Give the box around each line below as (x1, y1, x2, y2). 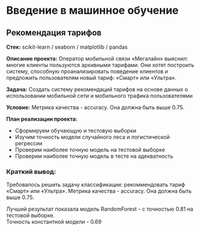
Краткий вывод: (6, 167, 56, 176)
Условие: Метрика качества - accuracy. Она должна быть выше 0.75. (6, 104, 184, 111)
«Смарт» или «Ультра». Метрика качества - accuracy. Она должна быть (6, 187, 192, 195)
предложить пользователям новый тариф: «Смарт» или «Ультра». (6, 74, 177, 81)
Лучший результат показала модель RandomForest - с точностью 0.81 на (6, 205, 193, 213)
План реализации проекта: (6, 115, 78, 122)
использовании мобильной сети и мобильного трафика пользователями (6, 92, 193, 99)
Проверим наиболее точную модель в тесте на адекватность (14, 152, 174, 160)
